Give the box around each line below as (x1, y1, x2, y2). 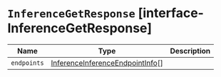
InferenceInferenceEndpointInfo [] (51, 58, 163, 68)
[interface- (138, 5, 205, 21)
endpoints (11, 58, 44, 67)
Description (170, 46, 211, 56)
